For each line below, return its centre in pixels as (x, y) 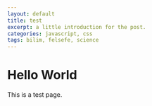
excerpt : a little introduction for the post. (77, 27)
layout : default (31, 14)
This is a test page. (35, 95)
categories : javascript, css (50, 34)
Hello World (42, 75)
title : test (25, 20)
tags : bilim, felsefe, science (53, 40)
